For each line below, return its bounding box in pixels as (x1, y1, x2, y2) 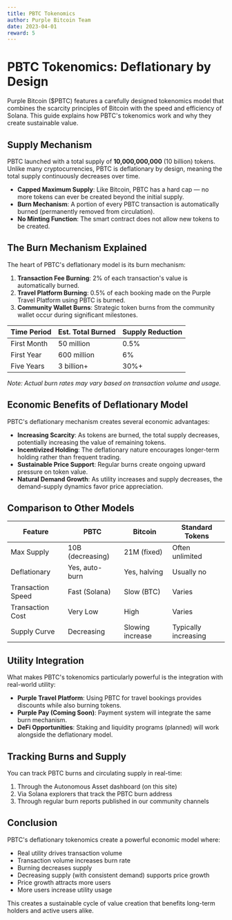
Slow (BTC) (124, 587, 161, 597)
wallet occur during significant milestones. (17, 311, 138, 319)
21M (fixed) (124, 547, 163, 557)
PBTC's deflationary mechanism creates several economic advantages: (7, 417, 211, 425)
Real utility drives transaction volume (17, 849, 123, 857)
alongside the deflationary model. (17, 730, 113, 739)
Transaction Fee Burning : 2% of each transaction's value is (17, 274, 188, 282)
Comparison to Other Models (7, 502, 135, 514)
